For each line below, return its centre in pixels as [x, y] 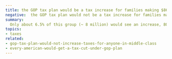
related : [15, 39]
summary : [15, 19]
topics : [14, 29]
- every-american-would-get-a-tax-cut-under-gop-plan [64, 48]
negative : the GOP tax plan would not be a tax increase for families [83, 15]
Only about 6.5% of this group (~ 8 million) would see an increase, [85, 24]
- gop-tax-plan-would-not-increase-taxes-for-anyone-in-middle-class [81, 44]
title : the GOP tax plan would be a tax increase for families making [82, 10]
